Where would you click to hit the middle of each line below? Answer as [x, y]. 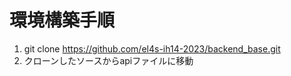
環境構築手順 [62, 20]
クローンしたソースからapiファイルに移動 [108, 60]
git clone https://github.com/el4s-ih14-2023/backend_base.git [152, 48]
